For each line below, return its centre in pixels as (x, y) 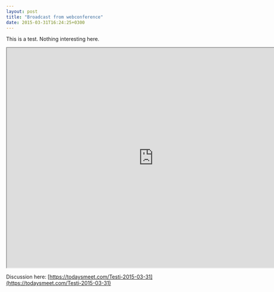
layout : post (22, 11)
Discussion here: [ (28, 277)
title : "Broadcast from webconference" (55, 17)
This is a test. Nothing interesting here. (53, 39)
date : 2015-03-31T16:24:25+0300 (45, 22)
